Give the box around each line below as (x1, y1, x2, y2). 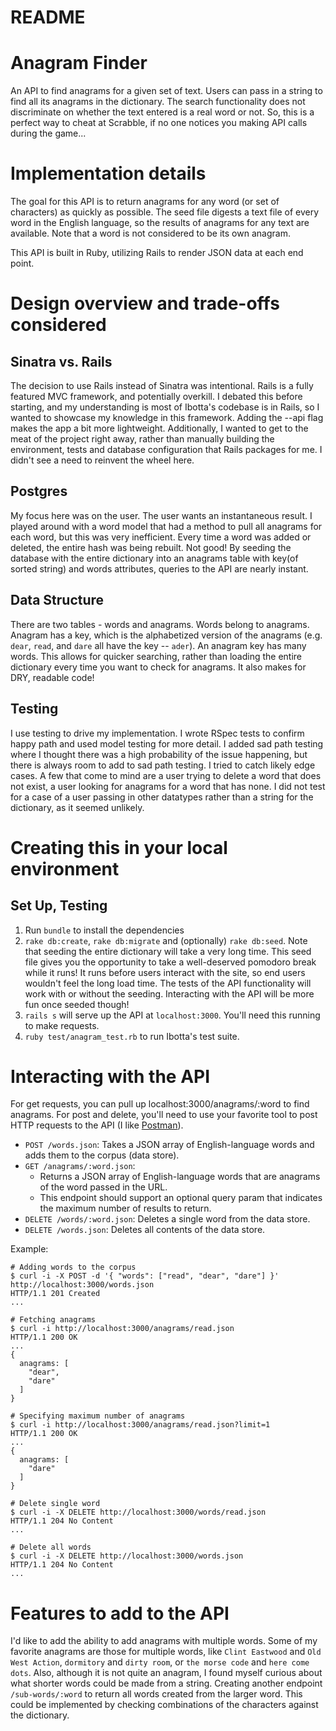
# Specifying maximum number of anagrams (10, 1411, 186, 1421)
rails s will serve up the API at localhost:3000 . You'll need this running (24, 1009, 321, 1021)
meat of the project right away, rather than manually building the (10, 433, 275, 445)
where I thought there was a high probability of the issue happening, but (10, 748, 308, 760)
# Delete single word (10, 1499, 101, 1509)
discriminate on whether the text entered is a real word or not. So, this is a (10, 106, 315, 118)
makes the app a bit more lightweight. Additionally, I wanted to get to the (10, 422, 309, 435)
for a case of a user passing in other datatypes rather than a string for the (10, 791, 314, 803)
